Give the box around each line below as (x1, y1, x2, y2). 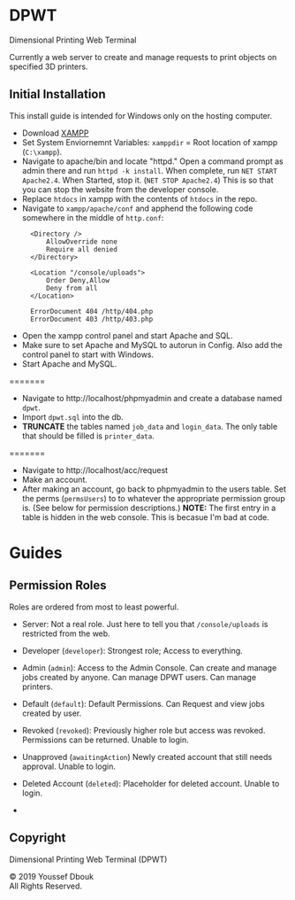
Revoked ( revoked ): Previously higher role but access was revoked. (21, 725, 266, 735)
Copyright (9, 830, 66, 846)
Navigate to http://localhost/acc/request (21, 464, 169, 475)
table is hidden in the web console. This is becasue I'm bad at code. (21, 511, 269, 523)
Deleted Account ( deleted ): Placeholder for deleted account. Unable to (21, 778, 280, 788)
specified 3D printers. (9, 61, 88, 72)
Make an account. (21, 474, 88, 485)
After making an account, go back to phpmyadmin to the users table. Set (21, 484, 287, 494)
